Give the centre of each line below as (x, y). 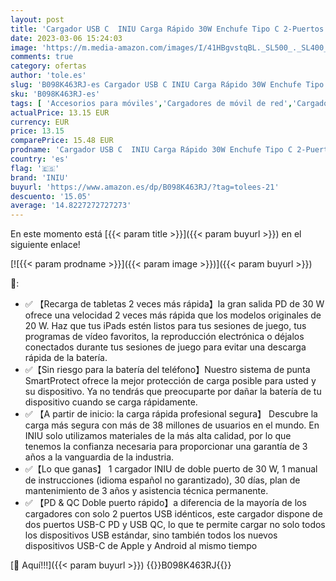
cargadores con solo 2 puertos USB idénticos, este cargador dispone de (173, 514)
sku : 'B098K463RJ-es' (55, 94)
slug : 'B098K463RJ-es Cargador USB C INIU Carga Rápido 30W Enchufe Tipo (167, 85)
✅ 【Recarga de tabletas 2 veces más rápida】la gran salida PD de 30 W (174, 304)
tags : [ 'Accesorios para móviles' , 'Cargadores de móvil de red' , (151, 103)
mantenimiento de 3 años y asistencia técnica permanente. (146, 491)
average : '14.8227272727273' (71, 206)
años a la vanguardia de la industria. (99, 457)
